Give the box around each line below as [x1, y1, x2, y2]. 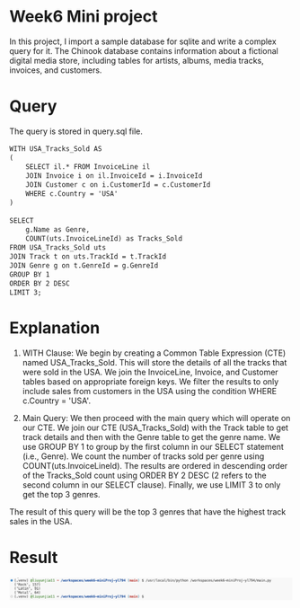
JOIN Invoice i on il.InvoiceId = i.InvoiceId [25, 171, 203, 181]
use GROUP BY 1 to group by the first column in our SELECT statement [22, 441, 285, 452]
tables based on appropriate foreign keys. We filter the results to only [22, 375, 279, 387]
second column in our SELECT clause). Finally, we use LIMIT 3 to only [22, 479, 281, 490]
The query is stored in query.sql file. [9, 126, 144, 137]
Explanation [9, 318, 101, 339]
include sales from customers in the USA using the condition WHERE [22, 385, 277, 396]
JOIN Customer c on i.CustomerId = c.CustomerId [25, 180, 211, 189]
